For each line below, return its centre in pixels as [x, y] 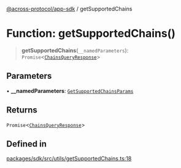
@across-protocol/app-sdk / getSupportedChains [69, 9]
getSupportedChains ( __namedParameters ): [75, 50]
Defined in [27, 144]
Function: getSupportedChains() [91, 34]
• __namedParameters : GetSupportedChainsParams [70, 90]
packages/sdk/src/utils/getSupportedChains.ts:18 [69, 159]
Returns [22, 110]
